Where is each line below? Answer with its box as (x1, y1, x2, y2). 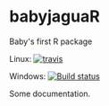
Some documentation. (9, 88, 91, 99)
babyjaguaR (9, 6, 100, 27)
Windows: (9, 70, 46, 82)
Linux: (9, 53, 32, 64)
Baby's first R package (9, 36, 93, 47)
